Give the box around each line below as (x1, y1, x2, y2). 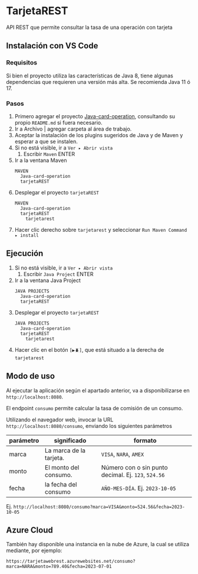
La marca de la (45, 446, 85, 455)
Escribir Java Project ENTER (23, 270, 94, 277)
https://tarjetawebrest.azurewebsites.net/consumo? (6, 559, 136, 565)
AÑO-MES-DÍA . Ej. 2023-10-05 (101, 484, 176, 492)
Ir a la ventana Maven (14, 157, 67, 164)
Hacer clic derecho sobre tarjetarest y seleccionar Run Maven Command (14, 226, 187, 233)
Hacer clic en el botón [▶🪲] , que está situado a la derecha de (14, 346, 164, 353)
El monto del (45, 463, 80, 471)
